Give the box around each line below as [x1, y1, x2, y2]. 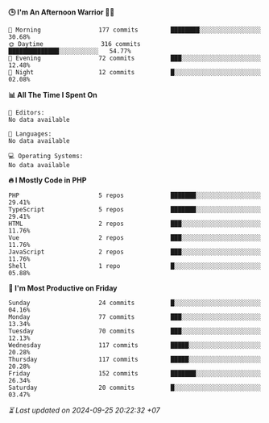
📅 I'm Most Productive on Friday [8, 283, 118, 293]
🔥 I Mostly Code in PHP [8, 175, 87, 185]
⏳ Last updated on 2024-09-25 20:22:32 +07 [8, 405, 161, 415]
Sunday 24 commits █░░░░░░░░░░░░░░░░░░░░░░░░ [8, 299, 262, 307]
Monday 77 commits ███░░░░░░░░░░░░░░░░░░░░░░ [8, 313, 262, 321]
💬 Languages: [8, 130, 52, 138]
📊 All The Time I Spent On [8, 90, 98, 99]
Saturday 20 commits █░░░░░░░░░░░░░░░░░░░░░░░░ [8, 383, 262, 392]
